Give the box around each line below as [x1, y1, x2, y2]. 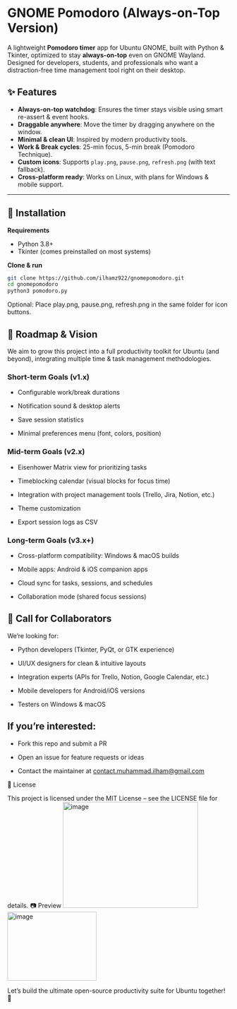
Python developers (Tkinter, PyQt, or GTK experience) [17, 645, 175, 654]
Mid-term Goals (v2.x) [7, 447, 85, 457]
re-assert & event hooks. [17, 112, 90, 121]
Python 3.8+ [17, 239, 54, 248]
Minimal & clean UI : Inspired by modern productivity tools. [17, 135, 188, 143]
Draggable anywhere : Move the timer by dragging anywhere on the [17, 120, 215, 129]
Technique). [17, 150, 53, 158]
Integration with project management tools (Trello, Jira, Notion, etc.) [17, 490, 215, 498]
